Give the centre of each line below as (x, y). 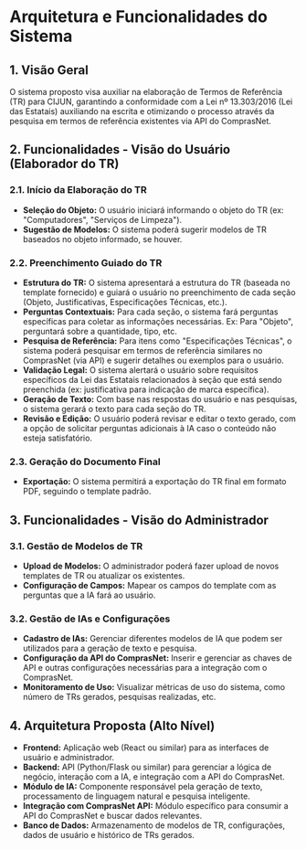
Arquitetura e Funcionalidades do (138, 17)
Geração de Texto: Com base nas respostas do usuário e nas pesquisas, (160, 398)
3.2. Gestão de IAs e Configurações (90, 619)
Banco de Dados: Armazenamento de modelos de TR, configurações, (154, 825)
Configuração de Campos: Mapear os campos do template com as (149, 585)
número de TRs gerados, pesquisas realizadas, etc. (119, 697)
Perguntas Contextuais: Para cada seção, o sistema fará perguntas (150, 312)
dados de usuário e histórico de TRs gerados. (108, 835)
